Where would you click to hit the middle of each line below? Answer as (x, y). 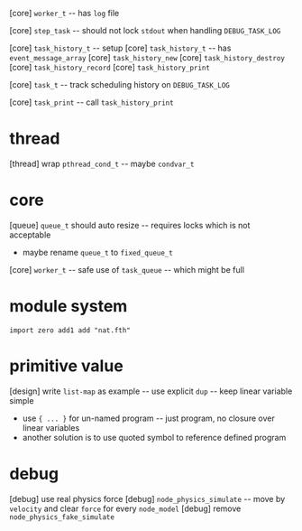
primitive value (66, 366)
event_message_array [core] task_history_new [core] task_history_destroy (147, 57)
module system (69, 307)
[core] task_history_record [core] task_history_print (110, 67)
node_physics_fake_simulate (62, 517)
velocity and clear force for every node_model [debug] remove (125, 508)
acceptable (30, 235)
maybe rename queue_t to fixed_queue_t (97, 252)
